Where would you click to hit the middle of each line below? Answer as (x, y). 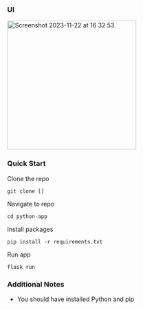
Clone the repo (28, 178)
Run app (19, 254)
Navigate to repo (31, 204)
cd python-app (27, 216)
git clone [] (26, 191)
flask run (21, 267)
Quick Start (26, 164)
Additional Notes (36, 284)
